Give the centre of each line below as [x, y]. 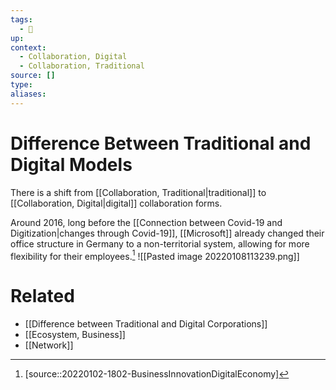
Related [42, 296]
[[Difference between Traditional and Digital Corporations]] [146, 324]
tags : [21, 19]
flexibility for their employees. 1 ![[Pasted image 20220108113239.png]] [155, 255]
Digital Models [71, 164]
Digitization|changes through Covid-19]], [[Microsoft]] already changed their [167, 233]
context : [28, 47]
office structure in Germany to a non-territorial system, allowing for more [160, 243]
